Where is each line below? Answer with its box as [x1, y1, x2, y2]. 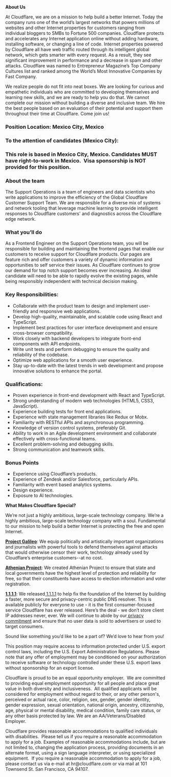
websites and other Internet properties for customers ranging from [5, 25, 145, 31]
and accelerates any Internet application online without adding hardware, [5, 36, 159, 41]
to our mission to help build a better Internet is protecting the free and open [5, 523, 164, 529]
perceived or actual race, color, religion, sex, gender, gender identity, [5, 696, 151, 703]
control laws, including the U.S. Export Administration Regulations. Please [5, 649, 160, 655]
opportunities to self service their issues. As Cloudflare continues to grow [5, 262, 160, 268]
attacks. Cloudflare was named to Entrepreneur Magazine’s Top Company [5, 63, 161, 68]
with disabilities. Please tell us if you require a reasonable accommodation [5, 734, 162, 740]
